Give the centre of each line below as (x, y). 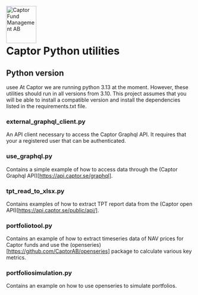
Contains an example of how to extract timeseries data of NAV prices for (95, 238)
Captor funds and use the (37, 245)
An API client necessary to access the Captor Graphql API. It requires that (96, 134)
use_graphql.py (29, 156)
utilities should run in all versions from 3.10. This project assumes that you (96, 93)
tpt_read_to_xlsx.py (35, 191)
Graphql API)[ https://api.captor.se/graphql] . (59, 175)
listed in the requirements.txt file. (47, 106)
